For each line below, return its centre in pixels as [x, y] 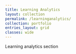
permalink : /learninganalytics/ [38, 19]
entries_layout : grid [27, 28]
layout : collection [25, 14]
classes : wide [20, 32]
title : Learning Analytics [33, 10]
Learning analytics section [32, 46]
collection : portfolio [28, 23]
